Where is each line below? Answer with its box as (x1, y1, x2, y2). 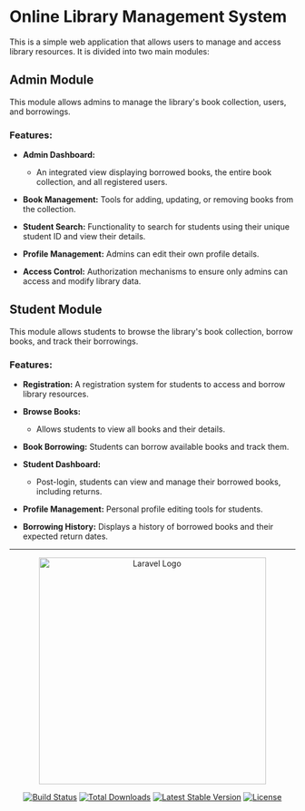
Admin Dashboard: (22, 150, 95, 161)
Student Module (9, 302, 103, 318)
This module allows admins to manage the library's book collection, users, (9, 96, 287, 107)
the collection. (22, 204, 76, 215)
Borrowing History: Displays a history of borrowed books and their (22, 522, 274, 533)
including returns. (35, 486, 103, 497)
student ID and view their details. (22, 231, 146, 242)
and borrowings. (9, 106, 71, 117)
